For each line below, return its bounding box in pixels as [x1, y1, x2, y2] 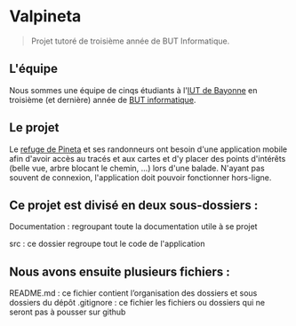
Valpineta [9, 6, 82, 27]
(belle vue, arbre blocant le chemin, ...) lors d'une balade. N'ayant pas [9, 163, 265, 173]
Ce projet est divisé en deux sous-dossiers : [9, 197, 259, 212]
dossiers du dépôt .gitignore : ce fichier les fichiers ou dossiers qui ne [9, 298, 265, 308]
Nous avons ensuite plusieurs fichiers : [9, 264, 230, 279]
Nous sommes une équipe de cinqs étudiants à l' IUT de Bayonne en [9, 84, 258, 95]
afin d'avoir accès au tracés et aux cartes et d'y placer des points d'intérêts [9, 153, 286, 163]
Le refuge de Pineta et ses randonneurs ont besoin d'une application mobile [9, 144, 288, 155]
